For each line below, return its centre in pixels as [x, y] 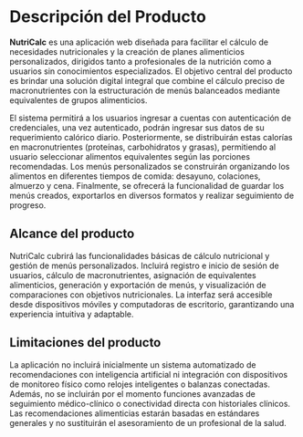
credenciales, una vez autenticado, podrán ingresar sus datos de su [137, 127]
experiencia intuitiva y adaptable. [72, 314]
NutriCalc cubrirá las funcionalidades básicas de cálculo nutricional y [140, 255]
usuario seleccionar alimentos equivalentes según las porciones [130, 156]
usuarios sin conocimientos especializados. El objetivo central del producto [151, 71]
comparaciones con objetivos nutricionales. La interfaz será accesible [141, 295]
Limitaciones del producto [85, 343]
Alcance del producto [72, 234]
